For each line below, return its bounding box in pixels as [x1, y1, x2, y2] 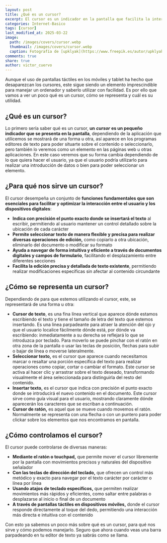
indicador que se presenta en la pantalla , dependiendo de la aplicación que [5, 130, 162, 136]
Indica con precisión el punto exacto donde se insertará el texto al [12, 215, 152, 221]
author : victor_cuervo [5, 63, 52, 68]
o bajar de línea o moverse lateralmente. [12, 348, 95, 354]
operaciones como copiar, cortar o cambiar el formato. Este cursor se [12, 364, 155, 370]
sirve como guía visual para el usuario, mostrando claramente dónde [12, 395, 153, 401]
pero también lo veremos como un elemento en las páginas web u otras [5, 146, 152, 152]
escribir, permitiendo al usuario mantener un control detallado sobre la [12, 220, 157, 226]
